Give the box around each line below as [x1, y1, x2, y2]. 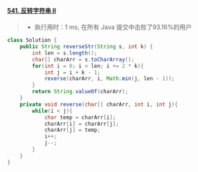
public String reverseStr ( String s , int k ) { [19, 44, 154, 50]
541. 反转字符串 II [7, 6, 57, 15]
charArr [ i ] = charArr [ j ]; [44, 120, 119, 127]
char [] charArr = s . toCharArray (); [32, 56, 135, 63]
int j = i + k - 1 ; [44, 69, 100, 76]
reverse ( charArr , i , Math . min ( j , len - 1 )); [44, 75, 175, 82]
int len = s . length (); [32, 49, 98, 57]
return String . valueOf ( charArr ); [32, 88, 129, 95]
